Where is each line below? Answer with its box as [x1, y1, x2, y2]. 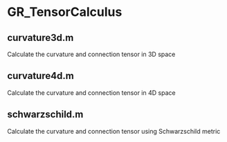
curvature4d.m [7, 70, 74, 82]
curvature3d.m [7, 32, 74, 44]
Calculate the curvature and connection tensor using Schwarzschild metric [7, 127, 221, 135]
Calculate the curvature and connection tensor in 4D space [7, 88, 176, 97]
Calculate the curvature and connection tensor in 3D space [7, 50, 176, 58]
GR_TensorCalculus [7, 4, 122, 20]
